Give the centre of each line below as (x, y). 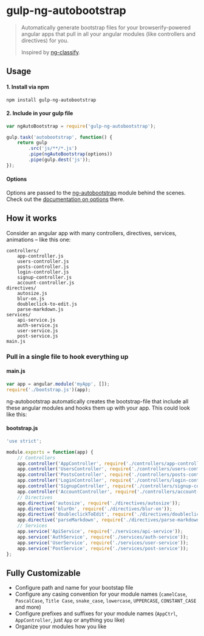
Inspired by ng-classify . (51, 52)
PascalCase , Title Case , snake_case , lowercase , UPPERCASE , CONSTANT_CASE (106, 601)
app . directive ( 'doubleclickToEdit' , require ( (76, 514)
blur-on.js (31, 299)
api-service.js (36, 320)
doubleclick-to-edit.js (47, 304)
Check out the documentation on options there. (66, 199)
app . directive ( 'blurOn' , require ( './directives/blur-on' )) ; (95, 509)
